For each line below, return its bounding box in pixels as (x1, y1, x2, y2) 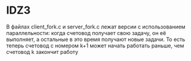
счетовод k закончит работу (6, 48, 79, 55)
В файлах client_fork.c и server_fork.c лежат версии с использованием (6, 23, 186, 30)
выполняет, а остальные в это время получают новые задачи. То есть (6, 36, 186, 43)
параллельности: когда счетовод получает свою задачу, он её (6, 29, 167, 36)
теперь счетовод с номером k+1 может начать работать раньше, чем (6, 42, 184, 49)
